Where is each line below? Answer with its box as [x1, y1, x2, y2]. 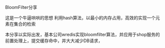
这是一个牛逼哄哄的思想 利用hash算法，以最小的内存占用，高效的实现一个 [5, 15, 156, 21]
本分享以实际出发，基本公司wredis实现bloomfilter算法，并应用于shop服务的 [5, 32, 160, 37]
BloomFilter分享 [5, 4, 37, 10]
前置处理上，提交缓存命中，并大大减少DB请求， [5, 38, 103, 44]
